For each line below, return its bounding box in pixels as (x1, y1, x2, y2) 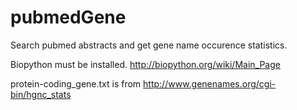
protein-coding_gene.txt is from (10, 77, 142, 90)
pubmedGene (10, 6, 127, 29)
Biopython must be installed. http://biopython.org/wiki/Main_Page (10, 58, 281, 70)
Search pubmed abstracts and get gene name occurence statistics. (10, 39, 288, 51)
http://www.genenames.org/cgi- (143, 77, 277, 90)
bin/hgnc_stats (10, 88, 72, 100)
